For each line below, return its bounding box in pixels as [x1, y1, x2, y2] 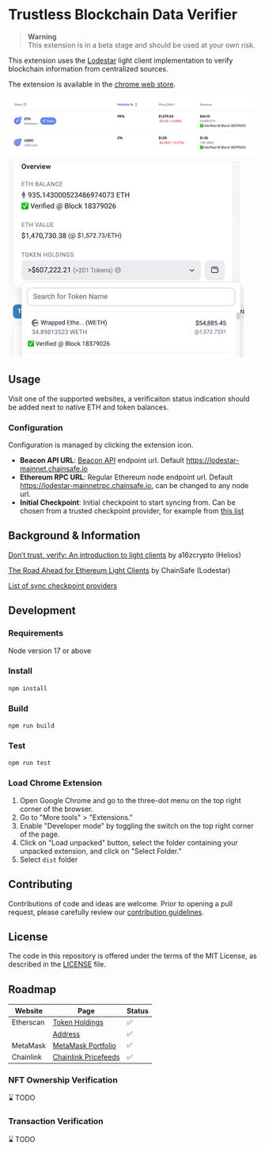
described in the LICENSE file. [8, 960, 107, 969]
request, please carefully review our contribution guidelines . [8, 907, 204, 917]
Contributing [8, 878, 73, 891]
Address [52, 1029, 81, 1039]
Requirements [8, 628, 64, 639]
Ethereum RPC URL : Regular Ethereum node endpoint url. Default [19, 472, 233, 482]
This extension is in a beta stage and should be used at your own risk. [27, 40, 256, 49]
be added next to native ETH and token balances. [8, 402, 169, 412]
